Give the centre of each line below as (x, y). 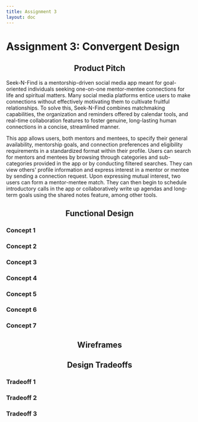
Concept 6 (22, 310)
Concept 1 (21, 230)
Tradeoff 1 (21, 382)
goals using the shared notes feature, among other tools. (88, 195)
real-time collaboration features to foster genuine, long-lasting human (91, 120)
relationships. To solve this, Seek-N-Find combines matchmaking (86, 108)
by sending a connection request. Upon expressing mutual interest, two (93, 176)
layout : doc (21, 17)
